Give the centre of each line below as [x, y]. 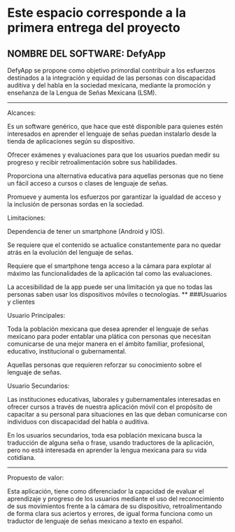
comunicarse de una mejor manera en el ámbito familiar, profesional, [106, 344]
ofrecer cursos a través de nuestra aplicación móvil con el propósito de [110, 407]
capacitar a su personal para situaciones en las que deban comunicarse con [117, 414]
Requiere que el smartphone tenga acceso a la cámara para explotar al [109, 266]
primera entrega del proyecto [94, 28]
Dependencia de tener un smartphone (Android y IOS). [86, 231]
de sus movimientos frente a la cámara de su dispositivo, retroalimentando [115, 506]
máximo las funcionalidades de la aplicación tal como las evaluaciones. [110, 273]
